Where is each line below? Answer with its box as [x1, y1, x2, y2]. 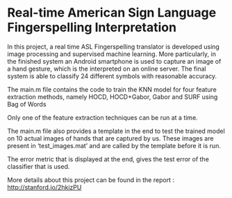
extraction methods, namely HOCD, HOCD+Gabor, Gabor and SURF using [7, 92, 218, 101]
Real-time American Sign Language [7, 5, 217, 21]
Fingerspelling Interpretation [7, 19, 177, 35]
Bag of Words [7, 100, 47, 108]
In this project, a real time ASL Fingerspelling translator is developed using [7, 42, 220, 51]
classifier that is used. [7, 162, 70, 170]
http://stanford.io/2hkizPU [7, 183, 82, 191]
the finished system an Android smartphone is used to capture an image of [7, 57, 222, 65]
